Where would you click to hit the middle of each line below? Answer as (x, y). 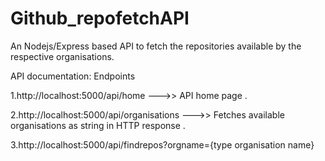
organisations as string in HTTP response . (98, 125)
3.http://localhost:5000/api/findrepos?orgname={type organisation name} (162, 144)
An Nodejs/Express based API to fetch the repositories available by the (156, 46)
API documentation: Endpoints (73, 76)
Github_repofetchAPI (100, 18)
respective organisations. (62, 56)
